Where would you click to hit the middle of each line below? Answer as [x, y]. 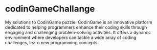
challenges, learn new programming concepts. [52, 42]
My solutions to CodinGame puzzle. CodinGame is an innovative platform [79, 22]
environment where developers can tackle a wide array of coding [71, 37]
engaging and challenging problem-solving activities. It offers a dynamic [78, 32]
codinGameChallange [50, 9]
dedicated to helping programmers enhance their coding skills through [76, 27]
